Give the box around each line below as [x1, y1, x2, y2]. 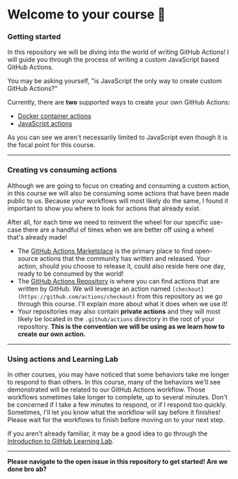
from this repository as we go [137, 291, 223, 301]
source [17, 254, 39, 262]
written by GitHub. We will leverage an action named [17, 284, 171, 293]
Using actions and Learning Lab [7, 354, 119, 364]
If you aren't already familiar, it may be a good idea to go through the [7, 429, 208, 438]
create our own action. [17, 330, 86, 338]
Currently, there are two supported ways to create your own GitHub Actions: [7, 98, 230, 107]
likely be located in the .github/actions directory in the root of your [17, 314, 215, 323]
